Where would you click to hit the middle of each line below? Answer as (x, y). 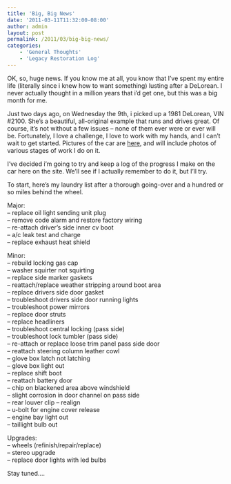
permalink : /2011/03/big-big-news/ (58, 39)
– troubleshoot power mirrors (48, 307)
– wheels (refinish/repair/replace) (54, 445)
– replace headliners (36, 322)
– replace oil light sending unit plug (57, 212)
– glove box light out (36, 365)
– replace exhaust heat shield (49, 242)
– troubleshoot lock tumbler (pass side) (63, 336)
